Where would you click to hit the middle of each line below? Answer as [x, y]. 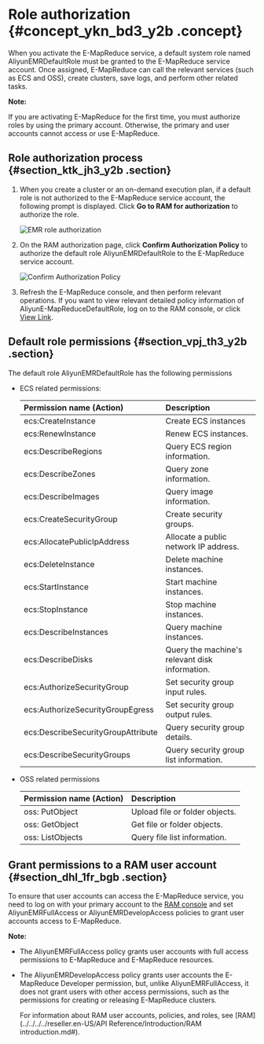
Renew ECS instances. [207, 434]
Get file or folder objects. [177, 824]
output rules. [189, 714]
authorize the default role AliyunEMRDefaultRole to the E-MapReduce [132, 253]
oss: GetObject [51, 824]
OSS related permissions [60, 778]
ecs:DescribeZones [59, 474]
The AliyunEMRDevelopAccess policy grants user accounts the [121, 975]
